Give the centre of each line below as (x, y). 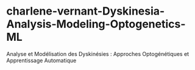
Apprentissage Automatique (41, 60)
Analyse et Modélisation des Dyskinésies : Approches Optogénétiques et (98, 54)
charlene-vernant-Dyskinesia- (86, 11)
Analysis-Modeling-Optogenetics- (96, 24)
